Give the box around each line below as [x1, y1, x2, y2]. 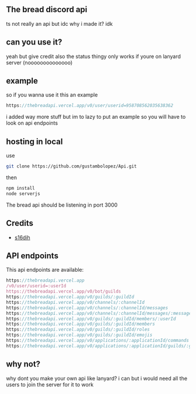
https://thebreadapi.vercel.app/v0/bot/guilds [6, 289, 121, 294]
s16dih [14, 234, 30, 241]
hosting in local [6, 136, 63, 146]
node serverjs [6, 190, 41, 197]
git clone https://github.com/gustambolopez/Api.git [6, 163, 137, 169]
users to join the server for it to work [6, 381, 94, 388]
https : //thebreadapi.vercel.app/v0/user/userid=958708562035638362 [6, 102, 174, 109]
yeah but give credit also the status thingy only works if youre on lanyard [6, 53, 181, 60]
